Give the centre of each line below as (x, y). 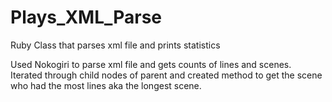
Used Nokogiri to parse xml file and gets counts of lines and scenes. (151, 64)
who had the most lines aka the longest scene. (106, 85)
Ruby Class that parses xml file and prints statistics (115, 45)
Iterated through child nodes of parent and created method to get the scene (166, 75)
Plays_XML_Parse (86, 17)
